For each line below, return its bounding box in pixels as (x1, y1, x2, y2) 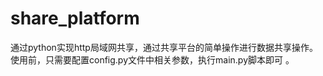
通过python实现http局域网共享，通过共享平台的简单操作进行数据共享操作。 (10, 41, 318, 53)
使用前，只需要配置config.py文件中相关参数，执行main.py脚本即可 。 (10, 53, 295, 66)
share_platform (10, 7, 140, 30)
